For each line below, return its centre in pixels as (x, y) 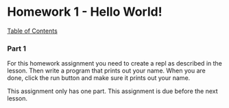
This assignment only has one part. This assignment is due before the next (112, 91)
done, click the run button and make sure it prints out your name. (99, 78)
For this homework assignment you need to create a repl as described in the (115, 64)
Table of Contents (33, 31)
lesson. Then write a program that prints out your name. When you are (106, 71)
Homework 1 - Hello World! (85, 12)
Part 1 (16, 49)
